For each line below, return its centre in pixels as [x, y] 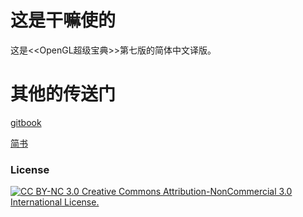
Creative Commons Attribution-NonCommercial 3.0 [187, 192]
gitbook [26, 122]
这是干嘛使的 [63, 20]
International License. [55, 202]
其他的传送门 [63, 94]
